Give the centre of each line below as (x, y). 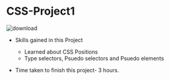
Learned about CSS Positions (61, 52)
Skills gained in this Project (49, 40)
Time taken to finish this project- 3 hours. (67, 70)
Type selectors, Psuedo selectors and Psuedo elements (94, 58)
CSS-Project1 (41, 11)
